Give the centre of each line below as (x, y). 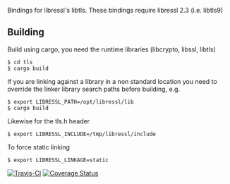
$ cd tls (20, 62)
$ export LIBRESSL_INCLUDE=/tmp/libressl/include (82, 134)
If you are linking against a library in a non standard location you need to (112, 81)
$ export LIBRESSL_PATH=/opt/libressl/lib (71, 102)
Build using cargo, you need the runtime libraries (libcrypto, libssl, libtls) (112, 49)
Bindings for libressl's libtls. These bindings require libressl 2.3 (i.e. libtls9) (115, 10)
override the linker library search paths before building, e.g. (94, 89)
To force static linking (39, 147)
